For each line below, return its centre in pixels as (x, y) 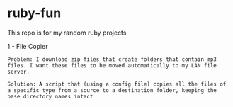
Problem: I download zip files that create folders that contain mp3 (112, 59)
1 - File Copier (28, 46)
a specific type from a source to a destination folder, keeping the (112, 90)
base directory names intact (50, 96)
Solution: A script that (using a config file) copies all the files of (117, 84)
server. (19, 72)
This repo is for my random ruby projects (67, 33)
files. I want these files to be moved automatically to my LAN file (112, 65)
